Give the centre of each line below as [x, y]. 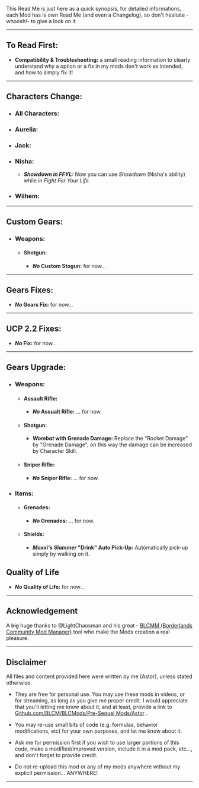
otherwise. [19, 683]
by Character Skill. [55, 451]
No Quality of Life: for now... [49, 587]
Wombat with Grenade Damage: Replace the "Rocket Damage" [110, 439]
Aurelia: [26, 130]
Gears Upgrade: [36, 368]
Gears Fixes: [30, 290]
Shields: [34, 534]
